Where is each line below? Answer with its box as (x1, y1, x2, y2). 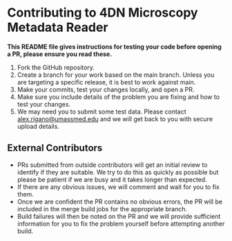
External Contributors (7, 142, 103, 154)
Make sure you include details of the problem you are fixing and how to (17, 92, 220, 101)
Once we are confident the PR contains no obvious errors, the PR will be (17, 197, 223, 206)
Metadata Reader (7, 19, 108, 35)
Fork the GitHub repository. (17, 63, 95, 71)
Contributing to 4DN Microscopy (7, 5, 198, 21)
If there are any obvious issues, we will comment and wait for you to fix (17, 182, 220, 191)
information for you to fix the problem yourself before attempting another (17, 220, 225, 228)
